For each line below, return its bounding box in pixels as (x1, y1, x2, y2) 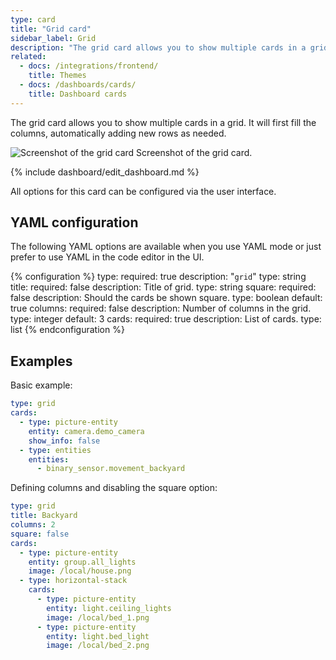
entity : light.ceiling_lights (46, 603, 172, 613)
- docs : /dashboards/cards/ (19, 80, 137, 90)
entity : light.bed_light (46, 631, 150, 641)
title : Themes (28, 71, 87, 81)
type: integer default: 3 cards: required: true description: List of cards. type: (10, 313, 322, 325)
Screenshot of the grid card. (136, 146, 253, 158)
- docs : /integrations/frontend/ (19, 61, 159, 71)
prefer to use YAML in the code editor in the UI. (10, 251, 205, 263)
